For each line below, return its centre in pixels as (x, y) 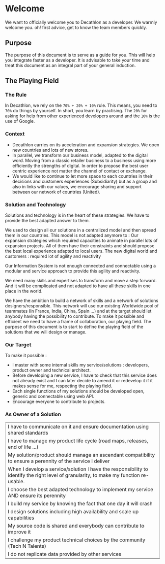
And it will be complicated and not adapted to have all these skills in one (78, 286)
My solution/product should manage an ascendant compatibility (82, 455)
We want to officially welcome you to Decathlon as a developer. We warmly (81, 22)
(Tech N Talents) (27, 546)
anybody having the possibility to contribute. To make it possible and (75, 316)
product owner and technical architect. (51, 370)
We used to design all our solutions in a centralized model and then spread (81, 230)
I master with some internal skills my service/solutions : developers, (81, 365)
